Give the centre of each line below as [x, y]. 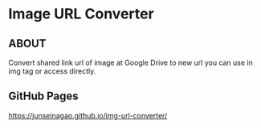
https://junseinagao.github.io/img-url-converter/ [88, 115]
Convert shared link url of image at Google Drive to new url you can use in [130, 62]
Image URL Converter [81, 14]
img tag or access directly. [52, 71]
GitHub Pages [43, 96]
